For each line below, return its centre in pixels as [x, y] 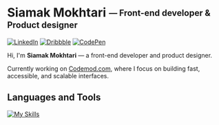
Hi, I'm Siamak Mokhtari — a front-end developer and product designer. [109, 55]
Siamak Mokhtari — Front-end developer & [109, 13]
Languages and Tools [54, 98]
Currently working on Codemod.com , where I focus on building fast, [104, 68]
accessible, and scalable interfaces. [58, 76]
